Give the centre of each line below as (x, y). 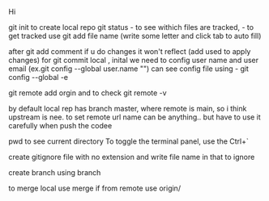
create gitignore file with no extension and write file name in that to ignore (132, 157)
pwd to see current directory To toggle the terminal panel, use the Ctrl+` (129, 141)
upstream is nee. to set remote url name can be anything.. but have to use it (134, 117)
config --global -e (38, 77)
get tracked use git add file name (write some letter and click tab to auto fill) (135, 36)
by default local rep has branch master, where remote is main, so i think (128, 109)
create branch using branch (55, 172)
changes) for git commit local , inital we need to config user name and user (134, 60)
